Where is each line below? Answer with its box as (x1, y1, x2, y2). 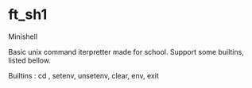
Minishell (8, 32, 38, 41)
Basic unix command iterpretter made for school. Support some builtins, (8, 47, 244, 56)
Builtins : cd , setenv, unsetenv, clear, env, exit (8, 71, 159, 80)
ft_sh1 (8, 6, 48, 24)
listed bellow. (8, 55, 52, 65)
